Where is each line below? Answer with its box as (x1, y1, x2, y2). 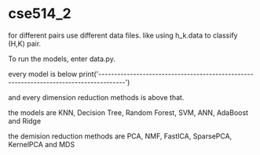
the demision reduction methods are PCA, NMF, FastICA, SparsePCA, (8, 131, 233, 141)
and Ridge (8, 116, 42, 125)
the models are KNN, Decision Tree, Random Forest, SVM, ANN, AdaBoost (8, 107, 249, 117)
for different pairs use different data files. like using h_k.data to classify (8, 31, 238, 40)
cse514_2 (8, 5, 72, 23)
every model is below (8, 69, 78, 78)
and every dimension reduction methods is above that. (8, 92, 185, 102)
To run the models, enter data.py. (8, 54, 115, 63)
